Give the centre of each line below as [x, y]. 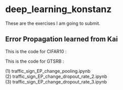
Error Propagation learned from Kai [61, 39]
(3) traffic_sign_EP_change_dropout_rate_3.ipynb [56, 81]
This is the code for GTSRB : [35, 61]
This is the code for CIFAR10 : [36, 51]
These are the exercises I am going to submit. [53, 23]
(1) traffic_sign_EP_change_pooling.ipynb [48, 71]
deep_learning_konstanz [58, 9]
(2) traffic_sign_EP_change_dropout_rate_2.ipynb [56, 76]
